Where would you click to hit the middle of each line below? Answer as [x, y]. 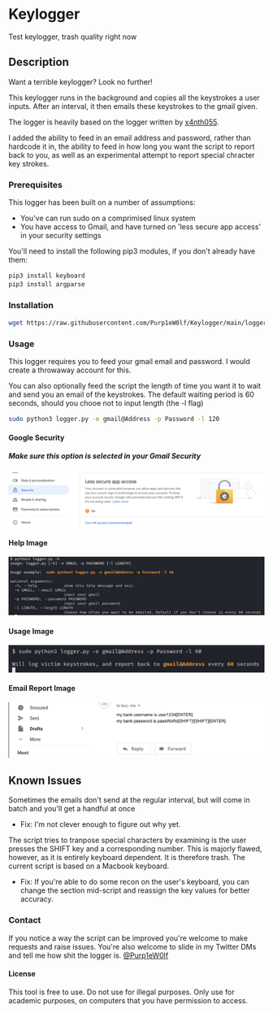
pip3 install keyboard [47, 276]
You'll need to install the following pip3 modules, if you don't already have [132, 251]
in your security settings [61, 236]
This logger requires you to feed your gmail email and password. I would [129, 362]
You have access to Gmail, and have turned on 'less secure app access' [141, 227]
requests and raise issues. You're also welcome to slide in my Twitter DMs [132, 946]
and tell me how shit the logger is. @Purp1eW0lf [89, 955]
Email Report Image [42, 689]
